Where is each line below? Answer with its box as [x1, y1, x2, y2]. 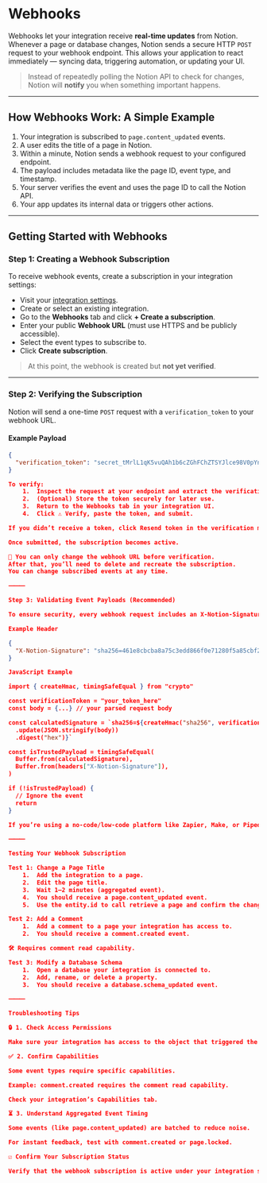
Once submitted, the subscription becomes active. [8, 538, 180, 547]
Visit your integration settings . [19, 296, 118, 305]
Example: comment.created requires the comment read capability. [8, 1081, 229, 1089]
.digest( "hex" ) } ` [15, 733, 73, 741]
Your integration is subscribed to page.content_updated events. [19, 132, 226, 141]
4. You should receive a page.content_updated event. [22, 893, 208, 902]
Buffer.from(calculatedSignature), [15, 756, 133, 764]
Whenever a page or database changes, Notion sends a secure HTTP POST [8, 39, 252, 48]
